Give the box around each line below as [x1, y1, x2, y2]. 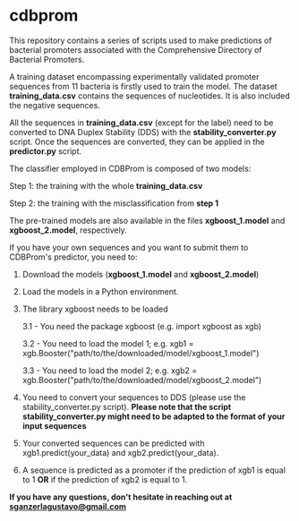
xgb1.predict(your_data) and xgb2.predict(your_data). [21, 447, 219, 457]
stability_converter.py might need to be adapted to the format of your [21, 411, 286, 422]
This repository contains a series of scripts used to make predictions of [9, 35, 272, 46]
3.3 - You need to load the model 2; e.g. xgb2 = [21, 364, 198, 376]
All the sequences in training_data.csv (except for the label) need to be [9, 117, 274, 128]
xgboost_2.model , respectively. [9, 225, 127, 235]
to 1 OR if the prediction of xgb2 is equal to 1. [21, 474, 188, 484]
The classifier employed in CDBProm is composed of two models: [9, 163, 252, 174]
